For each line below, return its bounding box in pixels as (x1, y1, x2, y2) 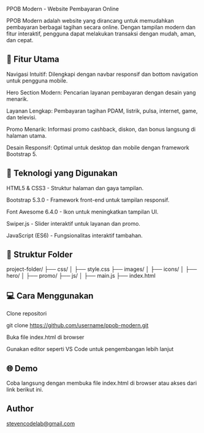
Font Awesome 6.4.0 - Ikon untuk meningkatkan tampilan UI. (6, 208, 159, 215)
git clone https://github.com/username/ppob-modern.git (6, 322, 149, 329)
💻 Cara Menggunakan (6, 291, 94, 301)
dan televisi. (6, 113, 37, 121)
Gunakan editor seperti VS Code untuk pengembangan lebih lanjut (6, 346, 174, 353)
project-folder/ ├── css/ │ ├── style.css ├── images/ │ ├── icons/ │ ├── (6, 265, 197, 273)
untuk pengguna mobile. (6, 76, 68, 84)
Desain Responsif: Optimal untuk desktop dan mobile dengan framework (6, 144, 190, 151)
